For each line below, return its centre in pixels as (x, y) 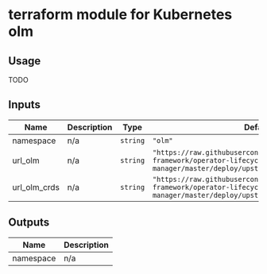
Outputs (29, 223)
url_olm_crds (36, 187)
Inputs (25, 105)
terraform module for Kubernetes (120, 15)
